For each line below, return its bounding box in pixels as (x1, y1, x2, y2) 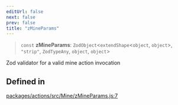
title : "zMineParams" (6, 25, 60, 31)
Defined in (6, 77, 46, 87)
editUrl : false (6, 8, 44, 15)
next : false (6, 14, 35, 20)
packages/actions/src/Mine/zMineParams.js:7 (6, 93, 118, 100)
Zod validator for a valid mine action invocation (6, 59, 121, 66)
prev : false (6, 20, 35, 26)
